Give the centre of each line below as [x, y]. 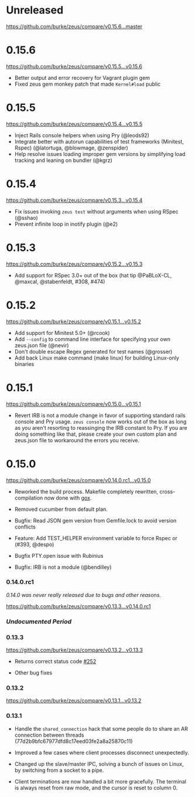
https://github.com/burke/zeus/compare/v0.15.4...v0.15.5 [74, 124]
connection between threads [49, 735]
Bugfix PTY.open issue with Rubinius [59, 555]
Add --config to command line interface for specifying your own [93, 339]
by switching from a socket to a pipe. [59, 770]
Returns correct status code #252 [55, 662]
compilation [29, 498]
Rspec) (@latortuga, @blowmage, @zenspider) [71, 148]
